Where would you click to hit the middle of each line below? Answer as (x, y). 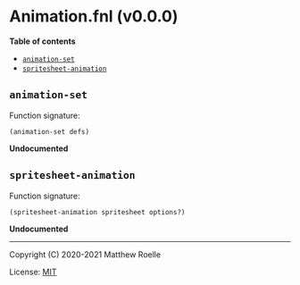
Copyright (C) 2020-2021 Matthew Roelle (85, 254)
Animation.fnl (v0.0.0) (94, 17)
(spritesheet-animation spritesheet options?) (97, 212)
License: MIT (33, 272)
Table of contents (42, 41)
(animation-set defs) (50, 131)
